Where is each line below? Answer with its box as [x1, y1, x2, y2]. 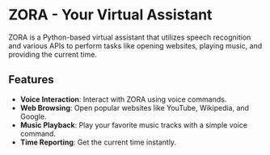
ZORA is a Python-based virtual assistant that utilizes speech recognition [8, 32, 251, 42]
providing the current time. [8, 49, 97, 59]
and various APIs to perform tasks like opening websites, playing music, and [8, 40, 263, 50]
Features [8, 73, 54, 86]
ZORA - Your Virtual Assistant [8, 6, 213, 24]
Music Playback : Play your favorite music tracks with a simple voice [19, 119, 248, 130]
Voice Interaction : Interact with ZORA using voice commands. [19, 94, 227, 104]
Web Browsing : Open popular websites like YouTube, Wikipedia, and [19, 103, 249, 112]
